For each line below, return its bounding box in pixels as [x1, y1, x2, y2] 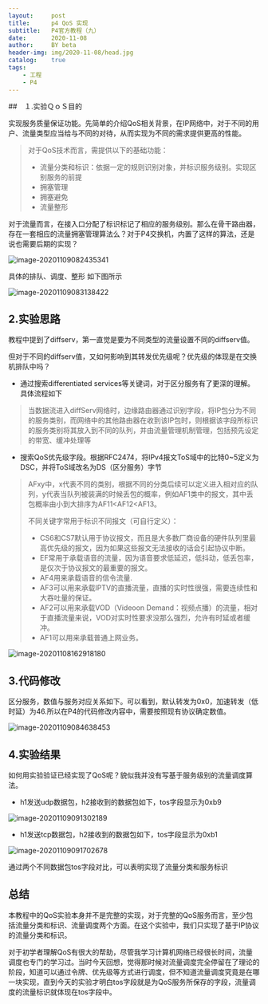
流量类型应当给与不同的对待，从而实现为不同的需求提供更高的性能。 [22, 128, 246, 138]
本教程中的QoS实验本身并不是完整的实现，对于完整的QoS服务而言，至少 [8, 910, 246, 919]
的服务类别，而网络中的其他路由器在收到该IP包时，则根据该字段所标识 [27, 415, 258, 425]
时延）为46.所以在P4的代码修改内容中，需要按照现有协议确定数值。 [8, 707, 231, 716]
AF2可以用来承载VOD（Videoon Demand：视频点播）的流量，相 [39, 603, 251, 612]
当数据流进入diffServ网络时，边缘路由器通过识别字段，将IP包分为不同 [27, 406, 257, 415]
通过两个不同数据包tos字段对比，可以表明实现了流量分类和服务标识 [8, 862, 229, 872]
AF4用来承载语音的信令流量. [39, 573, 133, 583]
